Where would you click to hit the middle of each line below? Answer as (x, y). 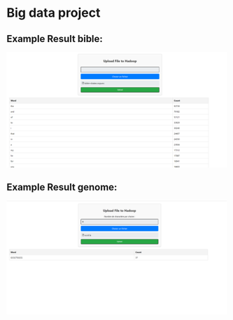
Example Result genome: (62, 187)
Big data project (54, 13)
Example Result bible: (55, 39)
